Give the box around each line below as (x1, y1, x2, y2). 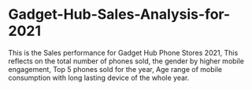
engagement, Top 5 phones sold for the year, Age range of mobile (8, 64, 223, 74)
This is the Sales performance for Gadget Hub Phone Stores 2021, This (8, 48, 239, 57)
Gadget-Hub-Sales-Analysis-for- (8, 5, 231, 23)
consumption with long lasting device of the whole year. (8, 73, 190, 82)
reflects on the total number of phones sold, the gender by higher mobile (8, 56, 245, 66)
